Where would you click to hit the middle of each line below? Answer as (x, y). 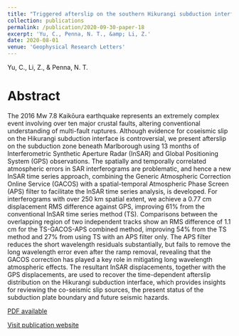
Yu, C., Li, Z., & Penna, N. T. (48, 67)
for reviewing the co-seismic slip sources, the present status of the (106, 290)
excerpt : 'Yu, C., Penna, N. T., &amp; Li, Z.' (79, 34)
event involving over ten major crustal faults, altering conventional (104, 123)
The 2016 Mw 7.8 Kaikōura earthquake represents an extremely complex (113, 115)
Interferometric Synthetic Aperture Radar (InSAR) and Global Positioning (113, 153)
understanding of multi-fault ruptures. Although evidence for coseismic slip (118, 131)
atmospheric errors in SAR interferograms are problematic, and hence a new (119, 169)
